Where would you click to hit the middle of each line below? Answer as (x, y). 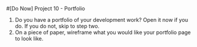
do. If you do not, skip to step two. (57, 26)
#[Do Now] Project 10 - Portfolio (46, 9)
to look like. (29, 38)
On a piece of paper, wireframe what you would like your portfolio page (103, 32)
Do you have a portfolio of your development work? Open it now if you (101, 20)
